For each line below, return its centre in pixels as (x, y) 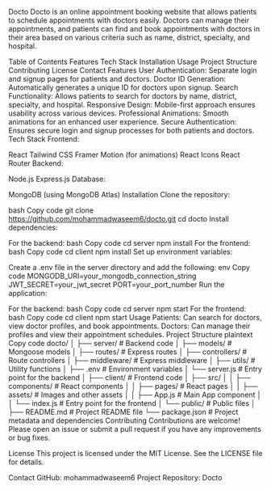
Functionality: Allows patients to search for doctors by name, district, (123, 96)
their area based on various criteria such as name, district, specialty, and (129, 37)
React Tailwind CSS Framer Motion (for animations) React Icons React (124, 154)
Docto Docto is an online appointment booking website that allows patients (133, 12)
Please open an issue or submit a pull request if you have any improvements (135, 429)
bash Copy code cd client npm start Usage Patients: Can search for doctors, (135, 317)
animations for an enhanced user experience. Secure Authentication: (123, 122)
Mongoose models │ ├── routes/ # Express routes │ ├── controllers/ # (128, 352)
